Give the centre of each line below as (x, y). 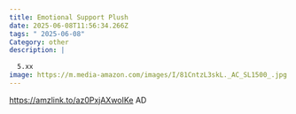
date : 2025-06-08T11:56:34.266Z (69, 26)
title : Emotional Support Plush (69, 17)
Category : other (39, 42)
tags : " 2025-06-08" (47, 34)
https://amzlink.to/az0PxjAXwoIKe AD (78, 100)
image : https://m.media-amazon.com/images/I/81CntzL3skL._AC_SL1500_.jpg (148, 75)
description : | (37, 50)
